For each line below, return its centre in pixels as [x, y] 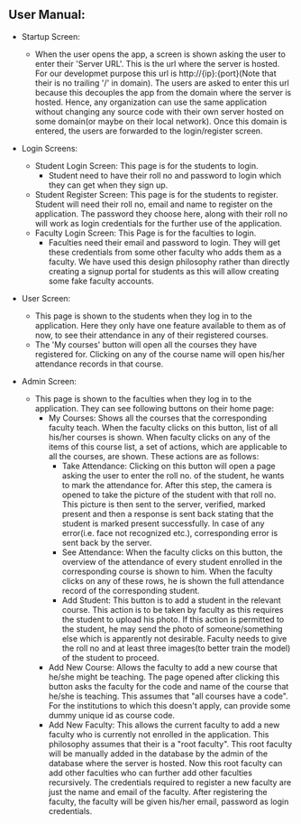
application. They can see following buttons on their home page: [155, 408]
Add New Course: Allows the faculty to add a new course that [163, 667]
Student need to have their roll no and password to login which [164, 175]
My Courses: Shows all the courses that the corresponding [158, 418]
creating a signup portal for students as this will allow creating [164, 271]
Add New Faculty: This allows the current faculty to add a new [164, 725]
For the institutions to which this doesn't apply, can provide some [169, 705]
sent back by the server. [107, 542]
